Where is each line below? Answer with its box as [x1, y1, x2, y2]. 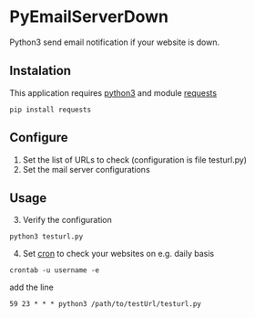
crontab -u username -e [9, 266, 100, 275]
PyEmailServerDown [9, 6, 168, 27]
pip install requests [9, 105, 92, 114]
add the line [9, 281, 55, 293]
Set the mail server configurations [22, 164, 150, 175]
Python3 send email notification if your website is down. [9, 37, 220, 48]
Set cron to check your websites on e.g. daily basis [22, 249, 215, 260]
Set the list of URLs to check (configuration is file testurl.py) [22, 154, 248, 165]
